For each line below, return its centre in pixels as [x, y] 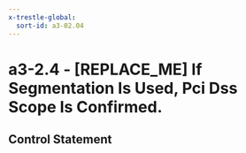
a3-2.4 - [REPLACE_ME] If [105, 69]
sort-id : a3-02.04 [50, 26]
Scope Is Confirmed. [85, 107]
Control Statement [60, 139]
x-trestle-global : [42, 17]
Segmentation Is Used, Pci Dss [123, 88]
